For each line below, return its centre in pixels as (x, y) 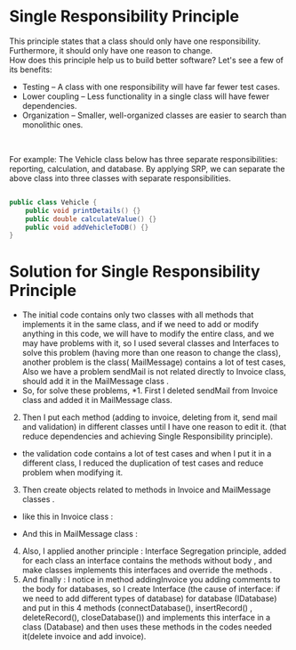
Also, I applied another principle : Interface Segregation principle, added (154, 551)
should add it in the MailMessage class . (95, 382)
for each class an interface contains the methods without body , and (147, 561)
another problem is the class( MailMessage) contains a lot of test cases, (154, 362)
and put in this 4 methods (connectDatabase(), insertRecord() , (137, 608)
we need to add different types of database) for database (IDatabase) (149, 598)
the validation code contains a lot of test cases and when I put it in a (147, 454)
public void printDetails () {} (83, 210)
